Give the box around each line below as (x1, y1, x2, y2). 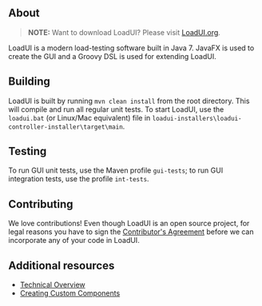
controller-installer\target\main (8, 123, 124, 131)
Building (8, 75, 50, 89)
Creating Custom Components (19, 288, 121, 298)
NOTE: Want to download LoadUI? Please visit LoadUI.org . (27, 27, 221, 37)
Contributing (8, 197, 73, 211)
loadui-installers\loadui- (152, 114, 242, 122)
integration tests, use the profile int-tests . (8, 174, 149, 184)
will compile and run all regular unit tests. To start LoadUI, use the (8, 104, 224, 114)
